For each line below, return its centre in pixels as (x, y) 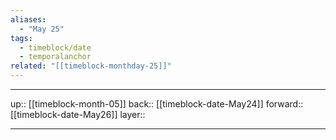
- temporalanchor (55, 57)
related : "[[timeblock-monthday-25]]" (91, 66)
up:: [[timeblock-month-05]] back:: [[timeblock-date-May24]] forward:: (157, 104)
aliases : (28, 19)
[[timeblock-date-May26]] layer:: (78, 114)
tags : (21, 38)
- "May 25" (42, 29)
